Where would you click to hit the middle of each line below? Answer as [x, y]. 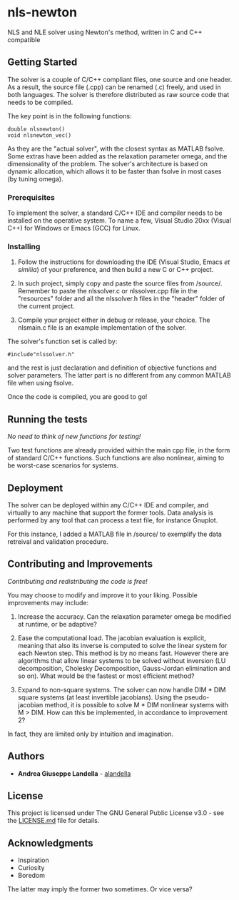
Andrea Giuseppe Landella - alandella [74, 773]
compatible [24, 39]
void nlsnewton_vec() [40, 135]
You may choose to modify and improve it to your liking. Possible [102, 595]
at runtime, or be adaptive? [57, 624]
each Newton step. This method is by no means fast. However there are [123, 653]
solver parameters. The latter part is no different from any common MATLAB [119, 375]
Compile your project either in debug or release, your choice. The [114, 320]
